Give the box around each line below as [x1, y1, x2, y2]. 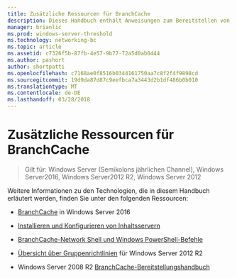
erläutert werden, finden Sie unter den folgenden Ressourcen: [7, 194, 189, 202]
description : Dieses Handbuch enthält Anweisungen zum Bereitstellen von [7, 17, 231, 24]
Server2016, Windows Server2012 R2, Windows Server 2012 [24, 172, 202, 181]
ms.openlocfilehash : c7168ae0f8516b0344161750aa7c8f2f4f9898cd [7, 69, 199, 77]
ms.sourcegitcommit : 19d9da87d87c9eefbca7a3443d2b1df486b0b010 [7, 76, 199, 84]
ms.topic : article [7, 43, 62, 50]
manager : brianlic [7, 23, 62, 30]
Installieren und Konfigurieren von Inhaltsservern [17, 221, 161, 230]
